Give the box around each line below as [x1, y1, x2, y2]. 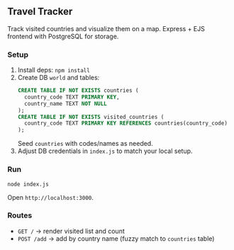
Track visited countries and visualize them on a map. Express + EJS [7, 24, 206, 33]
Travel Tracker [7, 6, 73, 18]
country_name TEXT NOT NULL [24, 100, 108, 107]
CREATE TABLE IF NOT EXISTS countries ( [17, 87, 139, 94]
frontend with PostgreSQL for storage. [7, 32, 119, 40]
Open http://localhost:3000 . [7, 193, 94, 201]
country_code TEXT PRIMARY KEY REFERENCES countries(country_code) [24, 120, 228, 127]
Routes [7, 210, 33, 220]
